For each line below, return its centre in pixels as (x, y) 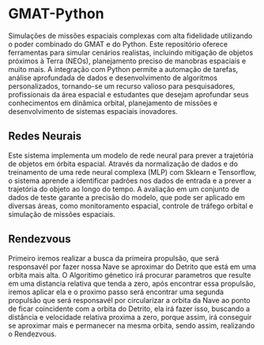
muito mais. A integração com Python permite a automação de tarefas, (123, 69)
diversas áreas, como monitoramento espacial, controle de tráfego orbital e (131, 206)
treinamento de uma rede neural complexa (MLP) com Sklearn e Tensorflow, (132, 172)
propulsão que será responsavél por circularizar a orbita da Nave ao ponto (129, 300)
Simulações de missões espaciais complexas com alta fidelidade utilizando (130, 36)
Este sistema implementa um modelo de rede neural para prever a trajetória (131, 155)
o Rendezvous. (32, 334)
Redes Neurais (45, 136)
